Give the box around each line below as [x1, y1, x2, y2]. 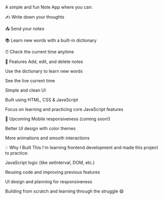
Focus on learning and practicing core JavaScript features [5, 106, 123, 112]
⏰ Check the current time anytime [5, 49, 74, 55]
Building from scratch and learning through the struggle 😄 [5, 188, 124, 194]
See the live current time [5, 78, 55, 83]
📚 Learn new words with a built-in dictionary [5, 37, 97, 43]
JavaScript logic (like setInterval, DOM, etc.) [5, 160, 95, 166]
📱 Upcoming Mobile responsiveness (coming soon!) [5, 116, 111, 122]
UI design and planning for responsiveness [5, 179, 92, 184]
